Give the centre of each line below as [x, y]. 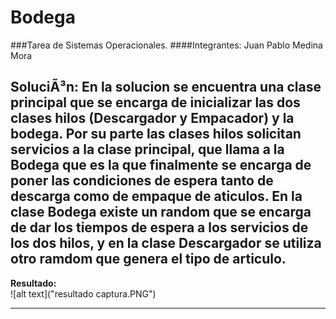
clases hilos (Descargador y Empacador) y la [152, 118]
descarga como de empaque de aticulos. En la [156, 196]
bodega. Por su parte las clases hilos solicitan [156, 134]
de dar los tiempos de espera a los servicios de [159, 227]
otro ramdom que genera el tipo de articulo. [148, 259]
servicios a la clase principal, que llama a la [147, 149]
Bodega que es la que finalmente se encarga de [161, 165]
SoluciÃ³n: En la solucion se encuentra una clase [166, 87]
